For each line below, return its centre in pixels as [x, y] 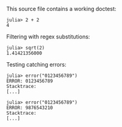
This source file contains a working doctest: [61, 9]
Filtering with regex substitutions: [48, 37]
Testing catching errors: [36, 64]
